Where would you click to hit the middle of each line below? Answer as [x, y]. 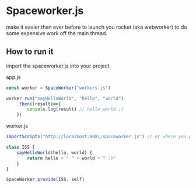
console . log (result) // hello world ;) [76, 110]
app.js [13, 77]
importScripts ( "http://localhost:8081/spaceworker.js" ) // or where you [96, 137]
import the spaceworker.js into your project [58, 66]
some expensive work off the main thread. [57, 33]
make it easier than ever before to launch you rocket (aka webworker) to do [97, 27]
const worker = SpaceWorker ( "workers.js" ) [58, 88]
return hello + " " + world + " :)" [71, 158]
